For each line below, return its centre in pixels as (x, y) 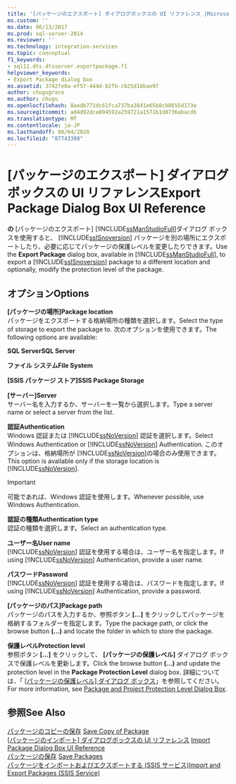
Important (21, 482)
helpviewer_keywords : (39, 73)
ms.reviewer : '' (31, 40)
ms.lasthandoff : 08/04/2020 (49, 132)
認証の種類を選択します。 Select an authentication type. (87, 528)
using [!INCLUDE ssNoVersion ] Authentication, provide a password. (105, 591)
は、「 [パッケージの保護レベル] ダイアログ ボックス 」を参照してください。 (115, 681)
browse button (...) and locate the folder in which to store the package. (110, 631)
